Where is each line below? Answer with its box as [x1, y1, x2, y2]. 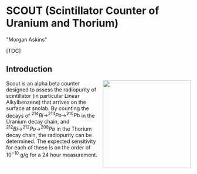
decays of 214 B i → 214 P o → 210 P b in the [6, 111, 95, 119]
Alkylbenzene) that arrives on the [6, 98, 87, 105]
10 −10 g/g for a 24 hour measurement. [6, 151, 98, 158]
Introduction [6, 64, 53, 74]
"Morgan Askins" [6, 36, 47, 43]
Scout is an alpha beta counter [6, 80, 80, 87]
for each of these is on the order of [6, 144, 91, 151]
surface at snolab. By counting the [6, 104, 90, 112]
